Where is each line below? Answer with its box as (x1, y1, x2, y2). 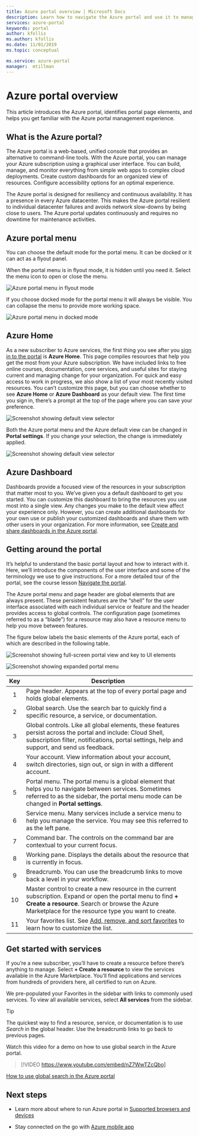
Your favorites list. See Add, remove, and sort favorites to (25, 916, 185, 924)
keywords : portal (6, 25, 49, 31)
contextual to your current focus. (25, 841, 117, 849)
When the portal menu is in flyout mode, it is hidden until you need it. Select (6, 267, 191, 274)
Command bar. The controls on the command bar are (25, 833, 174, 841)
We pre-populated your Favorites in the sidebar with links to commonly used (6, 990, 192, 997)
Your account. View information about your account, (25, 753, 171, 761)
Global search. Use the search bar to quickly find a (25, 703, 167, 712)
